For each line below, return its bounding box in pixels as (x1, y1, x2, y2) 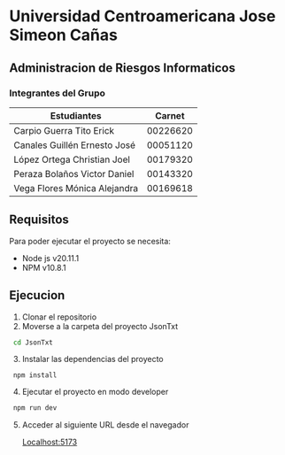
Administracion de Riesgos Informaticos (9, 60, 236, 75)
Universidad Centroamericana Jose (9, 6, 276, 27)
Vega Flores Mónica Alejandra (13, 181, 139, 194)
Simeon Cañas (9, 25, 118, 45)
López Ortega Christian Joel (13, 153, 131, 166)
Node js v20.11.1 (21, 252, 80, 263)
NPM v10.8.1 (21, 262, 66, 273)
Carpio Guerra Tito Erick (13, 124, 115, 136)
